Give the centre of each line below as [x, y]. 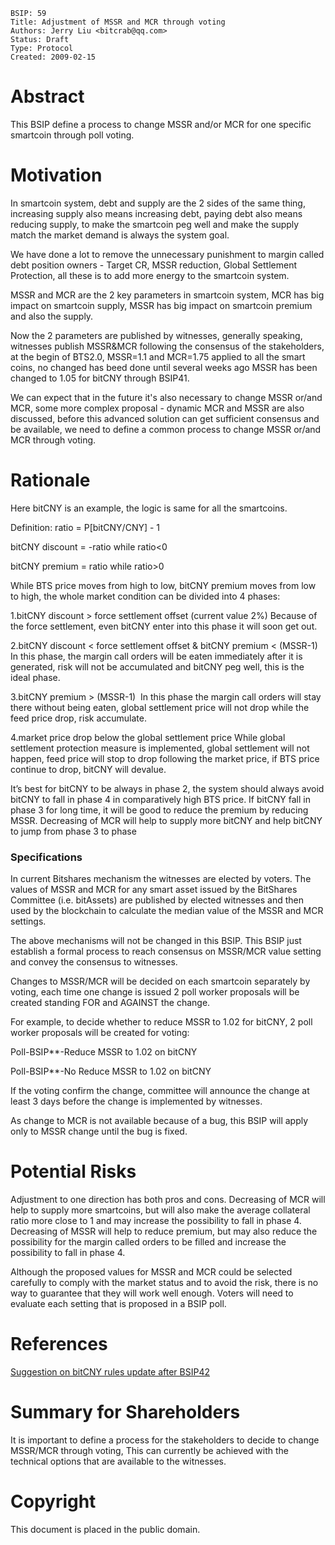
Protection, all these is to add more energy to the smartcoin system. [150, 275]
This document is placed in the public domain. [105, 1529]
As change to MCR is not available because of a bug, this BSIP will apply [159, 1121]
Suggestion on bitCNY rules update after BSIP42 [110, 1371]
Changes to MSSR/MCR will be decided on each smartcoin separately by [160, 981]
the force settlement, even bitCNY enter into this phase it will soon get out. [164, 626]
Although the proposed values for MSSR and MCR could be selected [151, 1272]
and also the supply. [52, 316]
